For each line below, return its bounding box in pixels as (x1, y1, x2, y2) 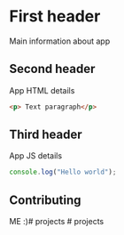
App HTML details (9, 85, 75, 95)
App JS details (9, 150, 63, 161)
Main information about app (9, 36, 111, 46)
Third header (9, 127, 82, 142)
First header (9, 6, 101, 27)
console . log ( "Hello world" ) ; (9, 167, 117, 177)
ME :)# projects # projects (9, 216, 105, 227)
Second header (9, 61, 96, 77)
